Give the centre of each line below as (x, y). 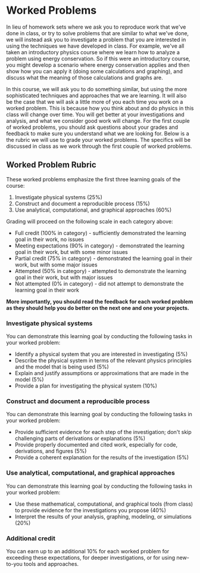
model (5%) (29, 380)
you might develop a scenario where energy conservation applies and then (98, 65)
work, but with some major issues (56, 264)
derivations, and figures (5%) (51, 451)
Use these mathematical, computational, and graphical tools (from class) (104, 504)
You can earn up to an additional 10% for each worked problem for (88, 551)
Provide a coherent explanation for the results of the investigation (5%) (102, 457)
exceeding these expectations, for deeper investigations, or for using (91, 557)
